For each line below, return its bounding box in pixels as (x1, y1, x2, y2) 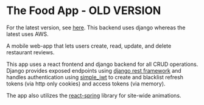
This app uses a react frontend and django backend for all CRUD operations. (6, 60, 199, 68)
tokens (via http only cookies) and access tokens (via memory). (6, 80, 166, 87)
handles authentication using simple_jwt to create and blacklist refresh (6, 73, 184, 81)
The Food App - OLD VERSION (6, 4, 161, 18)
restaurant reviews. (6, 48, 55, 56)
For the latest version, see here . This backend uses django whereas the (6, 24, 186, 31)
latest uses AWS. (6, 30, 49, 37)
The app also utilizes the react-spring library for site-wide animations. (6, 92, 181, 99)
